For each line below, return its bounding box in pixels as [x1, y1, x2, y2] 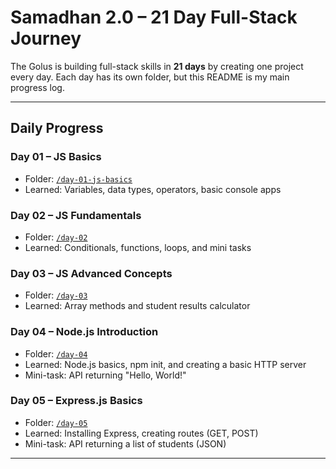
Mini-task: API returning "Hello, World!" [24, 369, 187, 381]
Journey [10, 27, 82, 50]
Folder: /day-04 [24, 347, 88, 360]
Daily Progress [10, 120, 104, 137]
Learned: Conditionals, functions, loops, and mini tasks [24, 241, 252, 253]
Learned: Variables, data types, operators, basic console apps [24, 183, 282, 195]
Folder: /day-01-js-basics [24, 172, 133, 185]
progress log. [10, 81, 65, 93]
